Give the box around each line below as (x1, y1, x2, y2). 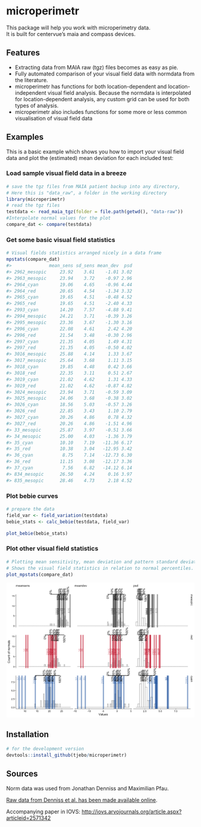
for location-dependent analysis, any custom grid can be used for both (14, 95, 190, 102)
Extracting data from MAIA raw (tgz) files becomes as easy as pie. (14, 64, 178, 71)
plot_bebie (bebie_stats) (6, 530, 68, 536)
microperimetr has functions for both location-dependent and (14, 83, 167, 90)
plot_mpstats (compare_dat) (6, 571, 74, 578)
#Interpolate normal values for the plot (6, 215, 111, 221)
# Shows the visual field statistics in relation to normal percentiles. (6, 565, 194, 571)
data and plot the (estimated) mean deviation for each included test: (6, 154, 173, 161)
